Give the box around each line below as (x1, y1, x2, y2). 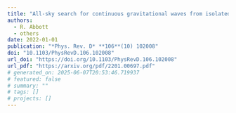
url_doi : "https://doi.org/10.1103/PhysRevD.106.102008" (7, 56, 178, 63)
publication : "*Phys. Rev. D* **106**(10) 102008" (7, 43, 159, 50)
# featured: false (7, 75, 61, 83)
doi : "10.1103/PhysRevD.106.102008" (7, 50, 114, 57)
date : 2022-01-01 (7, 36, 58, 44)
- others (13, 29, 39, 37)
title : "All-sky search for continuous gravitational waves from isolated (7, 10, 231, 18)
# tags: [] (7, 88, 39, 95)
